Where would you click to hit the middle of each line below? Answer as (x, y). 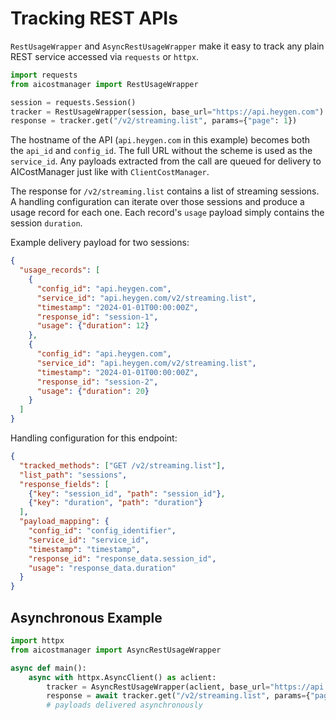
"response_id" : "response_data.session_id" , (122, 558)
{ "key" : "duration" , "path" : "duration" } (115, 503)
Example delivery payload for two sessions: (100, 243)
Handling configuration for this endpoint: (94, 438)
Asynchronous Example (86, 617)
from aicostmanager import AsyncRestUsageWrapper (116, 650)
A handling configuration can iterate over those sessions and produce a (157, 202)
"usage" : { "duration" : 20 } (93, 391)
